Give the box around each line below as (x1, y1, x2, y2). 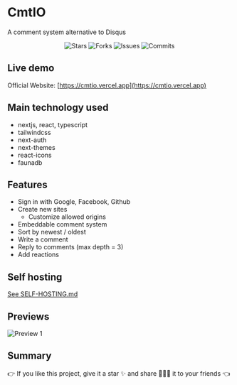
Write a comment (17, 235, 69, 244)
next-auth (17, 136, 47, 144)
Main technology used (7, 102, 109, 114)
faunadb (17, 158, 43, 167)
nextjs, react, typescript (17, 120, 88, 129)
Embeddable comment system (17, 220, 107, 229)
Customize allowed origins (28, 212, 107, 221)
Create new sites (17, 205, 68, 214)
